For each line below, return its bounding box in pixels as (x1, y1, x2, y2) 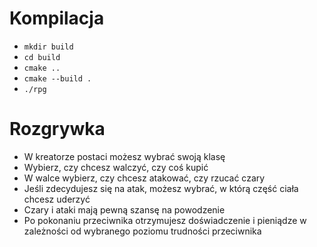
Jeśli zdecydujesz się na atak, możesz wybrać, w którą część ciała (23, 182, 299, 194)
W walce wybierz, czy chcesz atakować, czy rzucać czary (23, 172, 266, 184)
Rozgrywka (9, 118, 106, 141)
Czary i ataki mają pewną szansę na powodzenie (23, 203, 226, 216)
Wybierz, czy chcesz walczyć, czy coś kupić (23, 161, 209, 173)
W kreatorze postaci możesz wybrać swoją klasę (23, 150, 226, 162)
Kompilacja (9, 7, 105, 30)
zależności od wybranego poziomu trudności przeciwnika (23, 225, 262, 237)
